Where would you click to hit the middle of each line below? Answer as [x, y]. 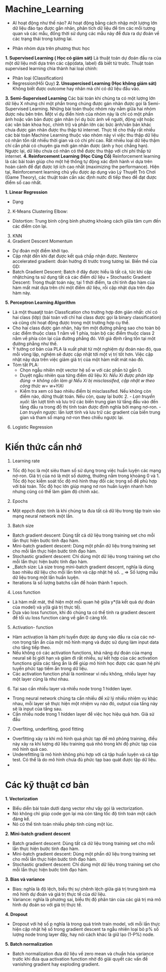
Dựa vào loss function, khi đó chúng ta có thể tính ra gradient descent [83, 612]
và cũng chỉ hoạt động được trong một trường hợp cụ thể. [71, 322]
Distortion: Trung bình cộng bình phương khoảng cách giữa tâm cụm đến [86, 221]
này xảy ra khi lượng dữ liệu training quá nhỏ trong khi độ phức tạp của [84, 744]
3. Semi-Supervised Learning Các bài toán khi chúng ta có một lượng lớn [81, 98]
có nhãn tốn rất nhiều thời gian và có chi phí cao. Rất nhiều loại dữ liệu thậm [83, 140]
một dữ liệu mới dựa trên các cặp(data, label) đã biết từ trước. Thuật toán [79, 63]
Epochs [20, 501]
